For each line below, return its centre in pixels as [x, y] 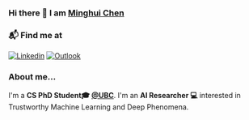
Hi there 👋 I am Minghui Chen [66, 13]
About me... [32, 77]
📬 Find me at [36, 35]
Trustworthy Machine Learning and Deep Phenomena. [99, 107]
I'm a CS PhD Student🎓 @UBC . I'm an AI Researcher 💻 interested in [124, 95]
